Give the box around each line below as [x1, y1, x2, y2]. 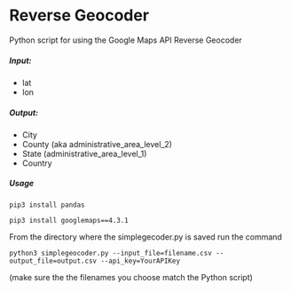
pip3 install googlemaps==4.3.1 [9, 216, 129, 224]
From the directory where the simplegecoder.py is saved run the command [9, 232, 282, 242]
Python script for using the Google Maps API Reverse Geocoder [9, 35, 242, 45]
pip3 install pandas [9, 201, 86, 209]
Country [21, 157, 52, 169]
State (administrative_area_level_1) [21, 148, 147, 159]
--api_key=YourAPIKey [100, 256, 180, 265]
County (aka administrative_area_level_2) [21, 138, 173, 149]
